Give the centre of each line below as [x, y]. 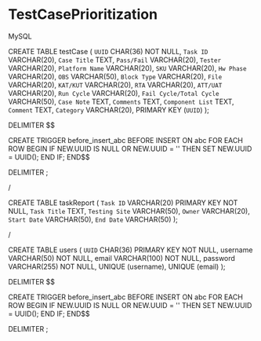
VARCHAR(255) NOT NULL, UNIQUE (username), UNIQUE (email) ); [117, 266]
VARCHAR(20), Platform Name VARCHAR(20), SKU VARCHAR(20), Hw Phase [127, 68]
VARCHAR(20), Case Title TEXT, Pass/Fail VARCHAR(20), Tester [115, 60]
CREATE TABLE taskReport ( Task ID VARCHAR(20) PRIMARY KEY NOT [123, 203]
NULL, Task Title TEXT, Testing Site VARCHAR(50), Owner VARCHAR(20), [129, 211]
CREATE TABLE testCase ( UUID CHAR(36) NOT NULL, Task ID [108, 51]
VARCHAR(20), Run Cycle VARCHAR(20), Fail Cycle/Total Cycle [114, 93]
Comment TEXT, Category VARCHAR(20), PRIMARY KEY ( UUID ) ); [109, 110]
